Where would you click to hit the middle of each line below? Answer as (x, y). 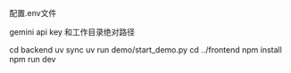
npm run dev (33, 59)
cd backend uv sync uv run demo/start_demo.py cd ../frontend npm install (146, 50)
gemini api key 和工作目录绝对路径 (72, 32)
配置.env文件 (33, 13)
